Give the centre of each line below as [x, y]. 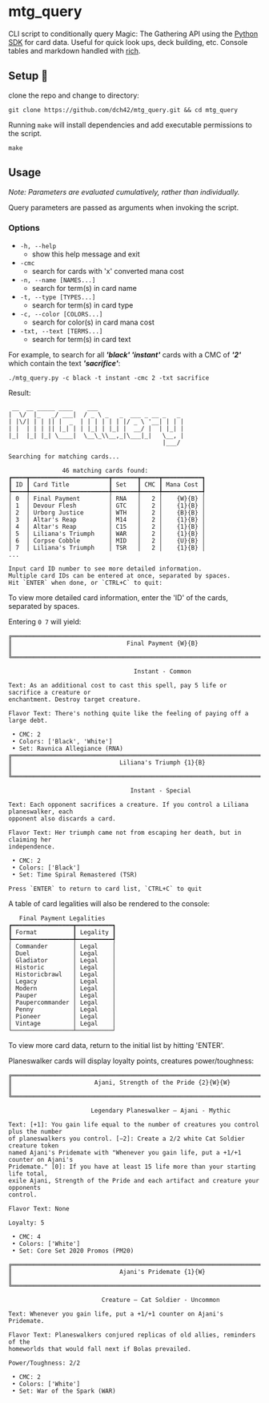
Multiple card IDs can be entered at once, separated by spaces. [119, 575]
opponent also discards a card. [62, 818]
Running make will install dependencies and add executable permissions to [130, 125]
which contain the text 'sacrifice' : [64, 363]
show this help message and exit [86, 254]
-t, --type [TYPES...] [58, 297]
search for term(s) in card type [82, 305]
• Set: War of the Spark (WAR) [64, 1391]
